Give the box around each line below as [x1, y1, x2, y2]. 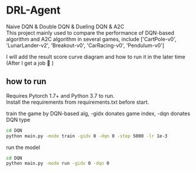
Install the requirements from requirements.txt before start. [6, 98, 149, 105]
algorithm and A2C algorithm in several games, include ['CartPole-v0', [6, 35, 177, 42]
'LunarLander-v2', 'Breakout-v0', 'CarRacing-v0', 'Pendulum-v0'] [6, 42, 165, 49]
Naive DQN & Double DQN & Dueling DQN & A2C [6, 23, 125, 30]
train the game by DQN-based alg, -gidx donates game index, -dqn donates [6, 110, 191, 117]
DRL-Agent [6, 4, 61, 17]
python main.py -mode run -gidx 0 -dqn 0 [6, 160, 110, 167]
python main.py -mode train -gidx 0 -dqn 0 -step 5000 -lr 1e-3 [6, 133, 168, 139]
